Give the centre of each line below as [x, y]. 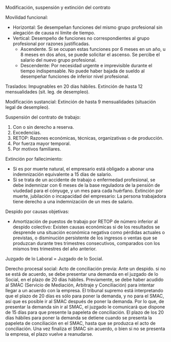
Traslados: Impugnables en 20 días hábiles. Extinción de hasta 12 [74, 86]
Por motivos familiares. [37, 149]
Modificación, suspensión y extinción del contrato [58, 7]
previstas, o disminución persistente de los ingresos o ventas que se [85, 238]
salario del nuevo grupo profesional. [58, 60]
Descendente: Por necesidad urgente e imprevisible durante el [86, 65]
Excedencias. [27, 132]
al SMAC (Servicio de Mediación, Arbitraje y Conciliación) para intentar [80, 285]
